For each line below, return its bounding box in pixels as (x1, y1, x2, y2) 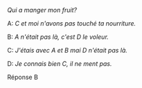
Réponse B (7, 73, 38, 81)
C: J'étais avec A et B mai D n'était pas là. (7, 46, 128, 54)
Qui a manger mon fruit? (7, 6, 78, 14)
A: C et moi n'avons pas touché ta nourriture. (7, 19, 136, 27)
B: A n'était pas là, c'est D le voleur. (7, 33, 109, 41)
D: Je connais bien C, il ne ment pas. (7, 60, 112, 68)
